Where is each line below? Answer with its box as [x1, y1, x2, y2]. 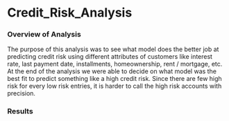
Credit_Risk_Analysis [7, 5, 133, 21]
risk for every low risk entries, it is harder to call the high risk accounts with [7, 82, 222, 91]
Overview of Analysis [7, 30, 81, 39]
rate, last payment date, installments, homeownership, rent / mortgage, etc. [7, 60, 223, 68]
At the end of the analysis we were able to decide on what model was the [7, 67, 217, 75]
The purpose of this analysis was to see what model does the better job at [7, 45, 219, 53]
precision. [7, 89, 36, 97]
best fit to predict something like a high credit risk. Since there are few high [7, 75, 222, 83]
